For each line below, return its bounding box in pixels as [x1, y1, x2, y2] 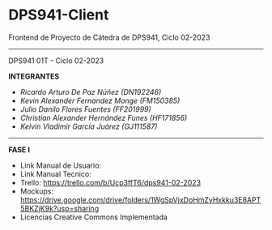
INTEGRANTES [8, 71, 60, 81]
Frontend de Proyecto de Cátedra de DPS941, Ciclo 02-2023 [8, 32, 210, 42]
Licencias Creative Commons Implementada [19, 212, 168, 222]
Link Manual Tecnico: [19, 168, 91, 179]
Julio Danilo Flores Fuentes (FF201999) [19, 104, 151, 114]
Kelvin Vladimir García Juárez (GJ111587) [19, 121, 158, 131]
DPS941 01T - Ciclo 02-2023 [8, 55, 104, 66]
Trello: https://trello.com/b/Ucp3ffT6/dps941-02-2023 [19, 177, 201, 187]
